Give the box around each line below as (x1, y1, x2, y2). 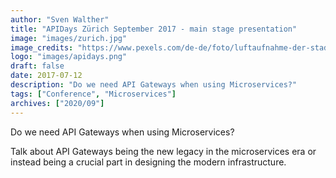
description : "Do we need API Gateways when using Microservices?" (10, 80, 298, 90)
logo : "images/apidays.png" (10, 52, 128, 62)
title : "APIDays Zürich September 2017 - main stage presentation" (10, 24, 298, 34)
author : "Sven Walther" (10, 14, 110, 25)
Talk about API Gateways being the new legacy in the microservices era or (10, 145, 317, 157)
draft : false (10, 61, 65, 71)
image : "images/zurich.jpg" (10, 33, 128, 43)
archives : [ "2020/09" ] (10, 98, 105, 108)
